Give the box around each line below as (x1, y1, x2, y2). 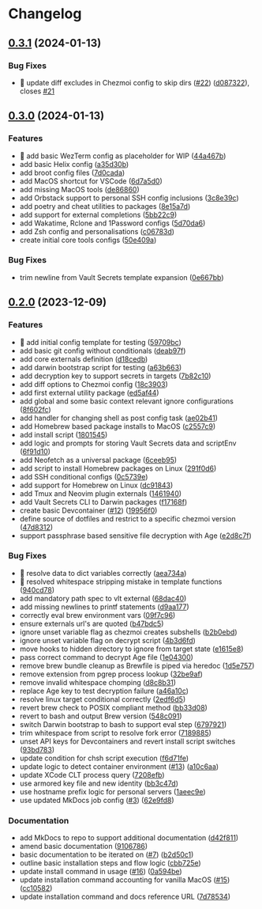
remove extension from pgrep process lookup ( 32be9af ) (19, 669, 204, 679)
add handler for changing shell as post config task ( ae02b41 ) (19, 413, 219, 422)
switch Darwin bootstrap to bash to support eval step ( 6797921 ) (19, 719, 227, 729)
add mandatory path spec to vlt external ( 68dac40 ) (19, 593, 187, 603)
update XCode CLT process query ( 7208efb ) (19, 770, 165, 779)
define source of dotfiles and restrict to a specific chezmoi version (19, 513, 236, 523)
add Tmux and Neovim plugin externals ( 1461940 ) (19, 488, 182, 498)
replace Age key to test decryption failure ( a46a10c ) (19, 686, 189, 695)
